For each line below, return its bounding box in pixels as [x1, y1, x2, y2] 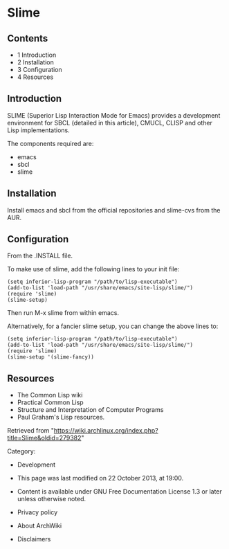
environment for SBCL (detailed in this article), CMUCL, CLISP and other [7, 118, 213, 127]
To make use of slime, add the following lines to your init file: [7, 265, 180, 273]
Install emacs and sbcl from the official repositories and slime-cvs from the [7, 206, 221, 214]
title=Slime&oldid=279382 [7, 434, 82, 442]
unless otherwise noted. [17, 495, 86, 503]
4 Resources [17, 73, 54, 81]
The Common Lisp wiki [17, 391, 83, 399]
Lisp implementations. [7, 126, 71, 134]
